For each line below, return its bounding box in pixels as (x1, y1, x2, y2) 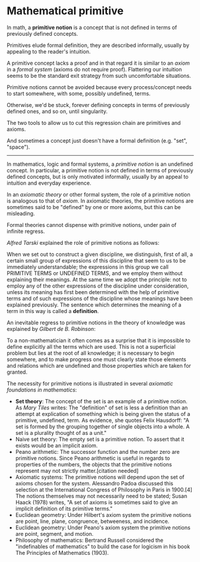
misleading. (7, 210, 35, 217)
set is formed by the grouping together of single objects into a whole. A (15, 423, 190, 430)
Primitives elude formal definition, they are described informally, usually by (7, 42, 189, 49)
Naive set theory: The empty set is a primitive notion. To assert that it (15, 435, 185, 443)
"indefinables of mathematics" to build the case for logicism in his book (15, 542, 191, 550)
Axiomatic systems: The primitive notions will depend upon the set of (15, 473, 185, 481)
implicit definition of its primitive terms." (15, 505, 113, 512)
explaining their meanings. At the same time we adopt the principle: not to (7, 276, 188, 283)
